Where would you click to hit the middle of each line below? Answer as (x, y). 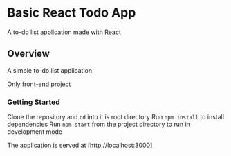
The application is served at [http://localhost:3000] (80, 145)
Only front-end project (39, 84)
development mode (35, 132)
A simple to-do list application (49, 70)
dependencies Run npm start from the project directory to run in (99, 124)
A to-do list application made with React (64, 32)
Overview (29, 54)
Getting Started (34, 102)
